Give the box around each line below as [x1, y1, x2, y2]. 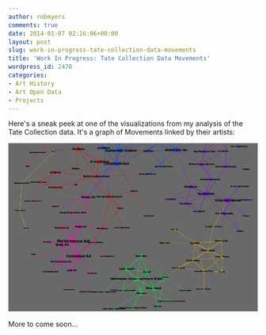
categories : [8, 71, 47, 79]
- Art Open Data [8, 88, 62, 96]
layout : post [8, 38, 51, 46]
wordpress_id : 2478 [8, 63, 73, 71]
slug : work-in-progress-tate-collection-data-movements [8, 46, 196, 55]
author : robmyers [8, 13, 66, 21]
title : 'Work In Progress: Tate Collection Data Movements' [8, 55, 211, 63]
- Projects [8, 96, 44, 105]
